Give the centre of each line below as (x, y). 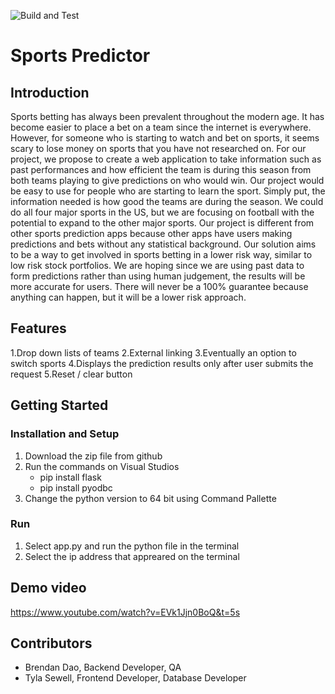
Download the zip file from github (93, 456)
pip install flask (70, 477)
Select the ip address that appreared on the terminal (132, 556)
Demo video (48, 588)
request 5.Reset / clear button (71, 374)
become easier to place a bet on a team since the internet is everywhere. (161, 127)
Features (38, 328)
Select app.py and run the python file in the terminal (132, 546)
